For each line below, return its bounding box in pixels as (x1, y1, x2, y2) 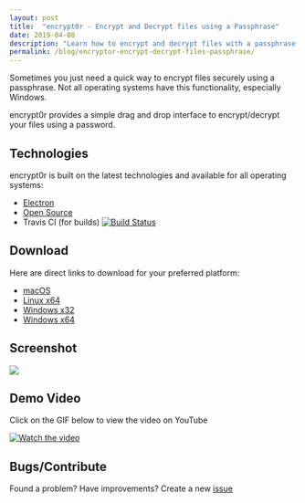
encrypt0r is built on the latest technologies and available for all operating (9, 170, 287, 181)
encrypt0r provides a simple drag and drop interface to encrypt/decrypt (9, 110, 280, 121)
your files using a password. (9, 120, 116, 131)
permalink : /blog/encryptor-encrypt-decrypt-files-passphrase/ (9, 47, 256, 57)
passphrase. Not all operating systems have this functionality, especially (9, 82, 281, 93)
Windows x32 (22, 304, 75, 315)
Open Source (22, 206, 73, 217)
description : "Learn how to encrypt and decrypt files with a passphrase (9, 38, 297, 48)
